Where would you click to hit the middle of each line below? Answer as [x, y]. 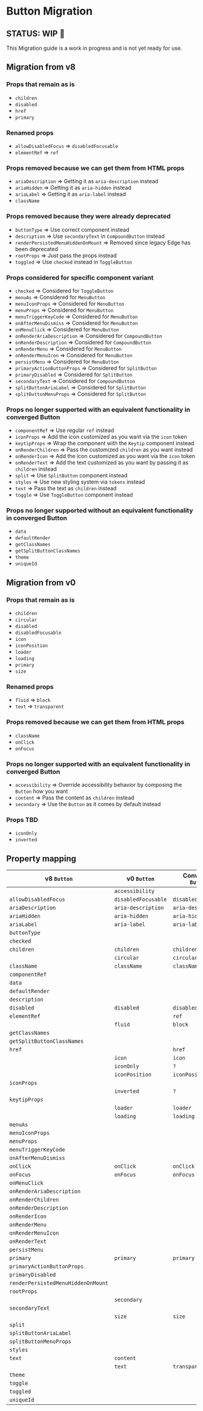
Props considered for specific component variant [80, 277]
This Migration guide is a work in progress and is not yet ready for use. [94, 48]
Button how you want [41, 791]
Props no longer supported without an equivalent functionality [100, 511]
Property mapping [41, 859]
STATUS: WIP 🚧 [36, 34]
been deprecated [37, 249]
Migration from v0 [41, 583]
